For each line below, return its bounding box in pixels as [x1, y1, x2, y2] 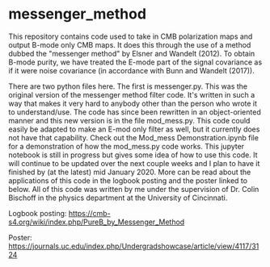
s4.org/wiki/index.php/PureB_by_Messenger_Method [8, 217, 185, 227]
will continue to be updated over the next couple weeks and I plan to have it [8, 158, 260, 168]
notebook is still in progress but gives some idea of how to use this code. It [8, 150, 258, 160]
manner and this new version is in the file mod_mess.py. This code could [8, 115, 251, 125]
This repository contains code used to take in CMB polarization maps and [8, 31, 253, 41]
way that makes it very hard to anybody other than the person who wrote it [8, 98, 257, 108]
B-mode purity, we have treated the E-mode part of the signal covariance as [8, 57, 263, 67]
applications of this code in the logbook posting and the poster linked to [8, 175, 248, 186]
